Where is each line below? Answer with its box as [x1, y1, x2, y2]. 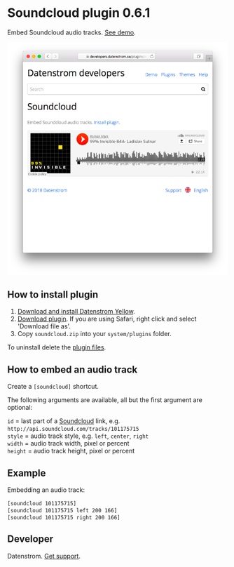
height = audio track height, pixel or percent [7, 447, 135, 455]
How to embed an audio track [7, 363, 138, 375]
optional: [7, 403, 33, 412]
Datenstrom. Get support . [7, 552, 81, 560]
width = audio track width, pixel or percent [7, 439, 130, 448]
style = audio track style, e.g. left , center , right [7, 432, 149, 440]
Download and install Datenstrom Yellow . [17, 307, 135, 316]
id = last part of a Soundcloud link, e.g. [7, 417, 121, 425]
